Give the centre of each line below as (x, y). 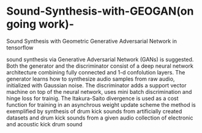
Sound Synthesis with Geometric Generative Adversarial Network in (92, 41)
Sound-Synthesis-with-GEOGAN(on (100, 11)
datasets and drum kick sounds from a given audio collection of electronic (100, 118)
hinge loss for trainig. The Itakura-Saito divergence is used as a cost (92, 98)
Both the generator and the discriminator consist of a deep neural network (100, 66)
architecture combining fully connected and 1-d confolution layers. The (96, 72)
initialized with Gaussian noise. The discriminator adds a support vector (96, 85)
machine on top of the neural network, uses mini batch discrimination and (99, 92)
